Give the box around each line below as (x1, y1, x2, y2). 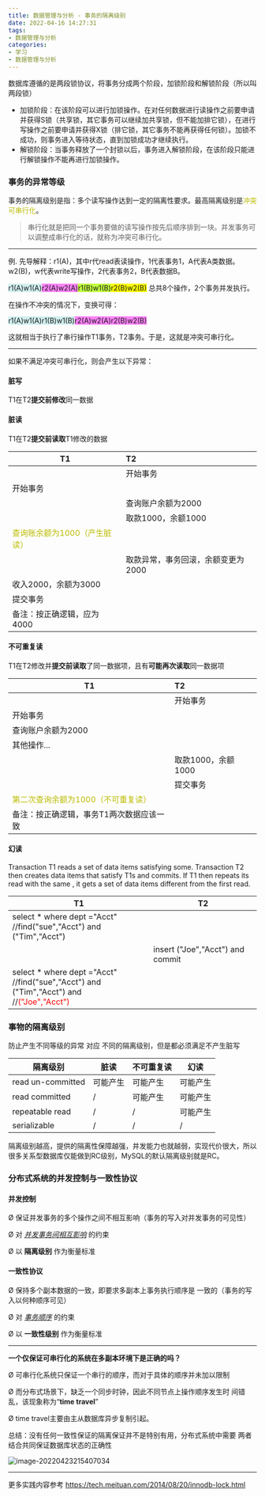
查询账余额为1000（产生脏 (12, 527, 112, 538)
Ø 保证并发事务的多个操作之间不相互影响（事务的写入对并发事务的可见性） (8, 1213, 251, 1222)
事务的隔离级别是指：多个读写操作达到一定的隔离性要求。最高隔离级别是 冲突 (8, 195, 257, 206)
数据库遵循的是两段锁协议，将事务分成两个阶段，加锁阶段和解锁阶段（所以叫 (8, 78, 257, 88)
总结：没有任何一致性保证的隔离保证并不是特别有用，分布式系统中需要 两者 (8, 1430, 252, 1440)
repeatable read (12, 1106, 71, 1117)
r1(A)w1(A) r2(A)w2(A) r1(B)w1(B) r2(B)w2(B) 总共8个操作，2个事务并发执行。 (8, 283, 255, 293)
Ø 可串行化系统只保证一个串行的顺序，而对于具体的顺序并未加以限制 (8, 1370, 230, 1379)
